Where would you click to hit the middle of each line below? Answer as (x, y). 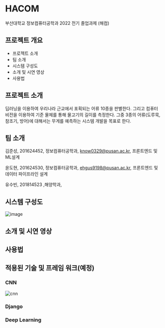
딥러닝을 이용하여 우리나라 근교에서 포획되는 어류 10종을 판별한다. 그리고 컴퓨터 (82, 108)
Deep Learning (23, 320)
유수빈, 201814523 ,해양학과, (34, 184)
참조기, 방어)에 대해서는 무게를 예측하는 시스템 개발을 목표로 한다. (68, 121)
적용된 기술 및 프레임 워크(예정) (50, 268)
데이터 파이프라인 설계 (27, 174)
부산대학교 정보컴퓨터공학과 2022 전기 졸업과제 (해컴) (57, 23)
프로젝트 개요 (24, 40)
